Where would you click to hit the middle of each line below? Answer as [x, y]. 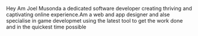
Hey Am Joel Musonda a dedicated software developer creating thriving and [99, 8]
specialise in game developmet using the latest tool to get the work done [95, 21]
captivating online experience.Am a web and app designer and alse [88, 15]
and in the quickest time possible [46, 27]
